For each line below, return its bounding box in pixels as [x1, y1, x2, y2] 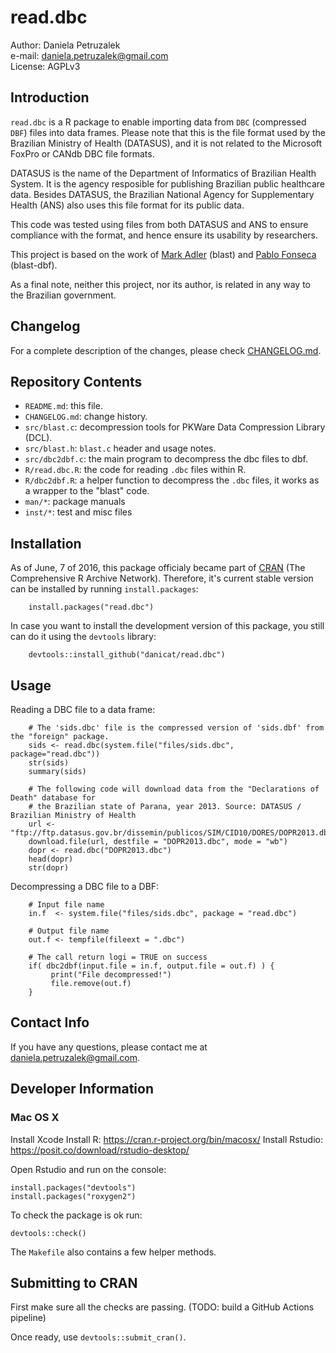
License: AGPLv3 [10, 60, 81, 72]
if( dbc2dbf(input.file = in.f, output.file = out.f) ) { [28, 961, 275, 971]
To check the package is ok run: [10, 1209, 143, 1221]
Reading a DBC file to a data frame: [10, 704, 156, 715]
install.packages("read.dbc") [28, 602, 155, 613]
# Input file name [28, 900, 105, 910]
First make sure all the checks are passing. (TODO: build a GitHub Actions [10, 1301, 315, 1313]
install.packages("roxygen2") [10, 1191, 137, 1201]
